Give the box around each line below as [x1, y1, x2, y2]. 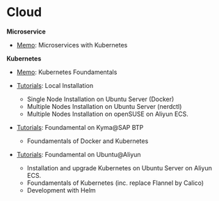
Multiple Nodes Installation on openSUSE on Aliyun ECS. [26, 110, 189, 118]
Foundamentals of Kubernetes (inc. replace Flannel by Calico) [26, 179, 204, 187]
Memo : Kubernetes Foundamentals [16, 68, 117, 76]
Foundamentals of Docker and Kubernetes [26, 137, 149, 145]
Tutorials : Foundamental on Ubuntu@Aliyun [16, 150, 141, 158]
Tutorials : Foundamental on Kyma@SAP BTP [16, 123, 144, 131]
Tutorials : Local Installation [16, 81, 94, 89]
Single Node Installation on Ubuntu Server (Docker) [26, 95, 175, 103]
